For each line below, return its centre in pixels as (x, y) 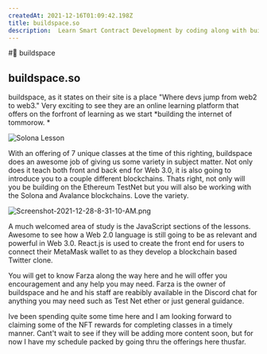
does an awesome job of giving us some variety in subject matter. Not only (130, 162)
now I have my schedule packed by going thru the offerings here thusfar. (127, 342)
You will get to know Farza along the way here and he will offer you (118, 276)
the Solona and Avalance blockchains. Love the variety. (99, 196)
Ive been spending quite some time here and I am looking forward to (120, 317)
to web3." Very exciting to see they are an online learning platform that (124, 106)
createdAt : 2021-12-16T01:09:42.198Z (71, 16)
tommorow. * (29, 123)
